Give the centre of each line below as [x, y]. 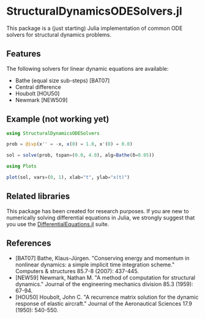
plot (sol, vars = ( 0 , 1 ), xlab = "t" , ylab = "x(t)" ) [68, 178]
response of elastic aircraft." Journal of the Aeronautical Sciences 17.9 [104, 303]
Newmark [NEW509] [41, 100]
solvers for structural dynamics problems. [59, 34]
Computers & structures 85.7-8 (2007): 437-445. [77, 271]
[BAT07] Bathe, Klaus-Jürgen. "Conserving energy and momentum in [102, 258]
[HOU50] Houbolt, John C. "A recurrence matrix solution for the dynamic [107, 297]
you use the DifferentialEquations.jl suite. [58, 224]
